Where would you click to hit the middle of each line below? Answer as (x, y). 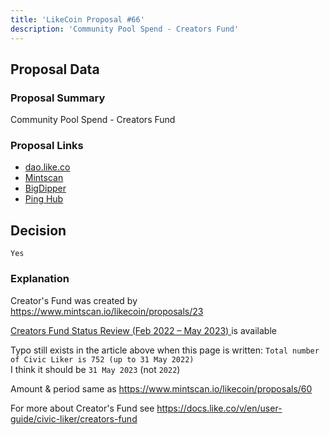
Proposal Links (47, 146)
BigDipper (45, 188)
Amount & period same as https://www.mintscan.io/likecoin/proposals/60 (161, 388)
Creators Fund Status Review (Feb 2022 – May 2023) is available (143, 330)
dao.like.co (47, 167)
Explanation (40, 279)
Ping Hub (44, 199)
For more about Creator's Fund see (82, 408)
